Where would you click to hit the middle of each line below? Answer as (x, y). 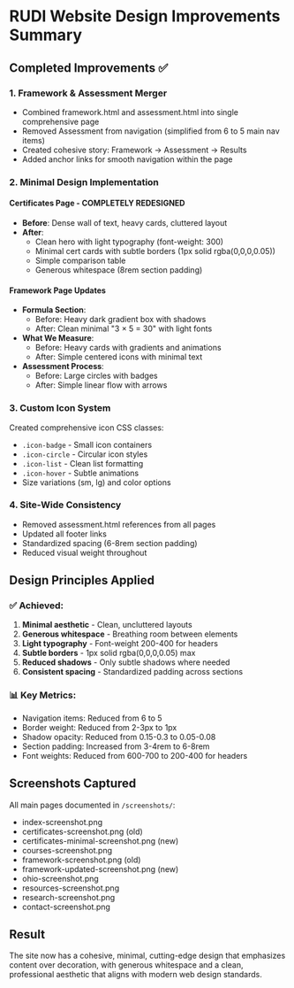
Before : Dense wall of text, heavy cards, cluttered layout (124, 223)
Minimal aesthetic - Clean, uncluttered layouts (107, 625)
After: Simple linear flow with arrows (101, 385)
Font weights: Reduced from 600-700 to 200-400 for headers (135, 755)
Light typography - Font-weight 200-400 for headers (120, 644)
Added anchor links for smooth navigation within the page (127, 159)
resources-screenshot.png (71, 888)
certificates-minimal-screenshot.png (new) (100, 841)
